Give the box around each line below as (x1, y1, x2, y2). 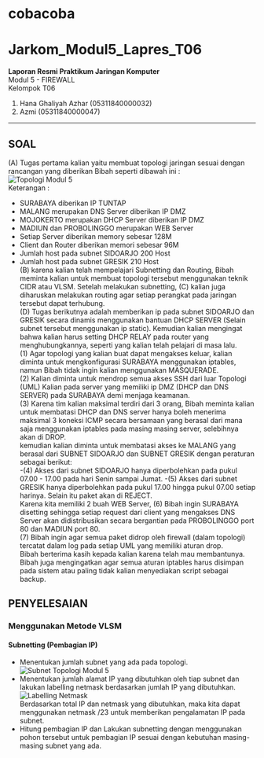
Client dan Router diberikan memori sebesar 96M (19, 240, 179, 249)
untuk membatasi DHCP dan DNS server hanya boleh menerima (19, 407, 226, 417)
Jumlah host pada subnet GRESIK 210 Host (19, 256, 159, 266)
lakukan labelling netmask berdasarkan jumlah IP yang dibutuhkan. (19, 683, 236, 692)
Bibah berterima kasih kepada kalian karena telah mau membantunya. (19, 549, 245, 558)
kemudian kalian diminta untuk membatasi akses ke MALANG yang (19, 440, 236, 450)
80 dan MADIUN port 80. (19, 524, 101, 533)
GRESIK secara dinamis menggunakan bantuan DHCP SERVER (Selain (19, 315, 246, 325)
